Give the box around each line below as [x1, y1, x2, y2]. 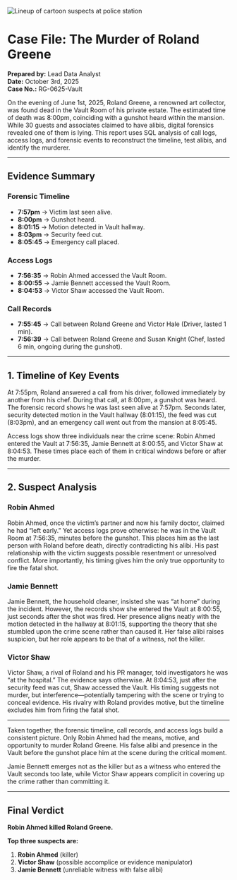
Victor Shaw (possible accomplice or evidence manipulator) [17, 858, 193, 867]
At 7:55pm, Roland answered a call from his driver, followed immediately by [7, 388, 226, 397]
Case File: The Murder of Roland [7, 32, 200, 47]
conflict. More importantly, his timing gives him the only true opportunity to [7, 556, 225, 565]
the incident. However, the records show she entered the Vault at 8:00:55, [7, 605, 222, 613]
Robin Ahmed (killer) [17, 850, 79, 859]
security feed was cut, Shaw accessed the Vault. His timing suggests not [7, 683, 219, 692]
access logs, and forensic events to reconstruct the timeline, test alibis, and [7, 135, 227, 144]
